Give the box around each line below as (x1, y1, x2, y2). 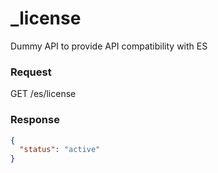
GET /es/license (10, 88, 77, 100)
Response (10, 113, 60, 127)
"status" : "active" (19, 145, 101, 155)
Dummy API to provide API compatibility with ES (10, 40, 208, 52)
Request (10, 65, 52, 79)
